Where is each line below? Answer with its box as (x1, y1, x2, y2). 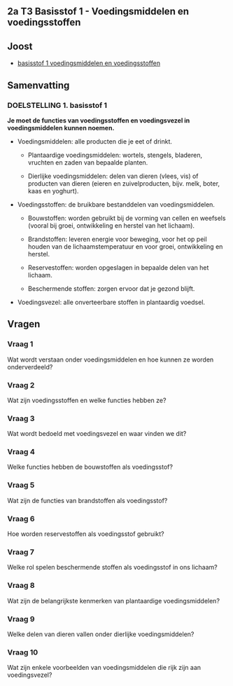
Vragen (7, 318, 41, 330)
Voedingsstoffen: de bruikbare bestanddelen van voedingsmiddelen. (17, 200, 216, 209)
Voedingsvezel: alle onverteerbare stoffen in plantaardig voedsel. (17, 298, 205, 306)
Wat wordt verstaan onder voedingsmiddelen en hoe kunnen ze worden (7, 355, 214, 364)
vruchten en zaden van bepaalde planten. (27, 158, 148, 167)
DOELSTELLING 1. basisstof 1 (7, 100, 107, 110)
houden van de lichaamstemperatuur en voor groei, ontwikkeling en (27, 242, 223, 251)
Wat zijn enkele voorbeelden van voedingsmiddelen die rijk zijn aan (7, 664, 202, 672)
